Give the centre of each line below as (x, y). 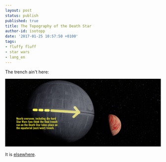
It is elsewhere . (21, 154)
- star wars (17, 52)
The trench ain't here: (27, 72)
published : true (22, 21)
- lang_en (15, 57)
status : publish (22, 16)
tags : (11, 42)
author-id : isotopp (25, 31)
